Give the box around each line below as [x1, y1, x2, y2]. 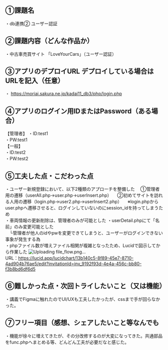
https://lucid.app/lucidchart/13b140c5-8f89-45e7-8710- [18, 255, 134, 261]
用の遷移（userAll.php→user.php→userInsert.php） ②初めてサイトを [5, 192, 154, 198]
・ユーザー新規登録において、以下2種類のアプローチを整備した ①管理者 [5, 186, 160, 192]
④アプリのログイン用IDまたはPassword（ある [5, 106, 152, 115]
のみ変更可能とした [14, 224, 54, 230]
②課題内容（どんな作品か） [5, 37, 94, 45]
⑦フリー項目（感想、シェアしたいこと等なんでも [5, 318, 159, 327]
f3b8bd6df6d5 [5, 266, 36, 272]
